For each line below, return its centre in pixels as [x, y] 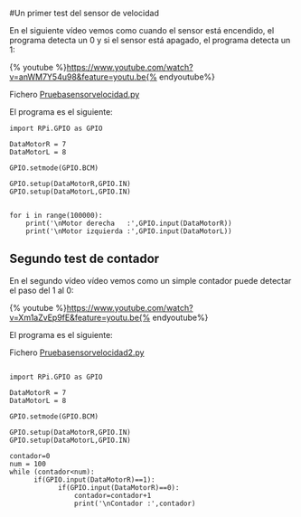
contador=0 [30, 456]
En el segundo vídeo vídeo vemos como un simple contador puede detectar [150, 280]
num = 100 [28, 464]
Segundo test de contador [85, 259]
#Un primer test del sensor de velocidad [85, 13]
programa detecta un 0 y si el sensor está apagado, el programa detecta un [150, 40]
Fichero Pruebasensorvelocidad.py [75, 94]
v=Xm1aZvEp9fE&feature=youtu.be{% [80, 317]
